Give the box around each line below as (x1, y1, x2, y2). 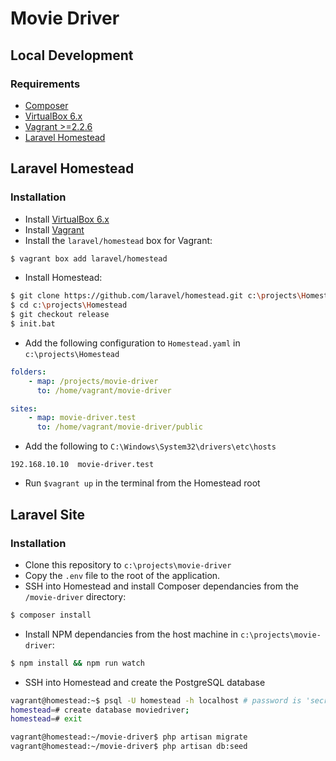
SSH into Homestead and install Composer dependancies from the (24, 580, 299, 592)
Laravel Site (10, 506, 85, 523)
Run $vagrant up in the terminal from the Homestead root (24, 477, 261, 489)
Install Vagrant (24, 223, 85, 236)
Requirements (10, 77, 81, 91)
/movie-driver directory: (24, 590, 127, 602)
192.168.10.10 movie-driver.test (10, 460, 155, 470)
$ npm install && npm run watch (10, 658, 145, 668)
